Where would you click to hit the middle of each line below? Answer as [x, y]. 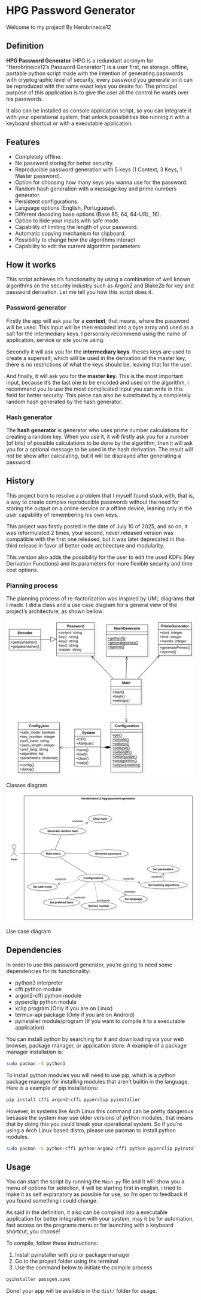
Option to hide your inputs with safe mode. [67, 221]
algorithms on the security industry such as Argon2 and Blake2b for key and [100, 285]
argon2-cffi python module [48, 995]
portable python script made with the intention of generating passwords [95, 73]
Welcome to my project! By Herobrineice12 [59, 27]
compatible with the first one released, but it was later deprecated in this [96, 539]
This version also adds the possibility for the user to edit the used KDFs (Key [100, 557]
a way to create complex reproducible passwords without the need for [93, 502]
